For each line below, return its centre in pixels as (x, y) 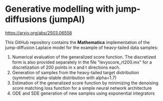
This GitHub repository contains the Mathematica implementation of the (77, 42)
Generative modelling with (60, 9)
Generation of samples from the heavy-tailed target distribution (75, 72)
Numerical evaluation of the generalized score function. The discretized (84, 57)
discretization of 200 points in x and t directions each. (66, 67)
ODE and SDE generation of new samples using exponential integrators (83, 93)
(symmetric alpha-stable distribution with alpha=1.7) (64, 78)
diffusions (26, 19)
